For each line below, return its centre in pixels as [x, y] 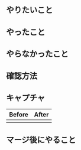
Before [19, 115]
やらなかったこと [37, 54]
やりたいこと [30, 10]
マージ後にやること [41, 140]
